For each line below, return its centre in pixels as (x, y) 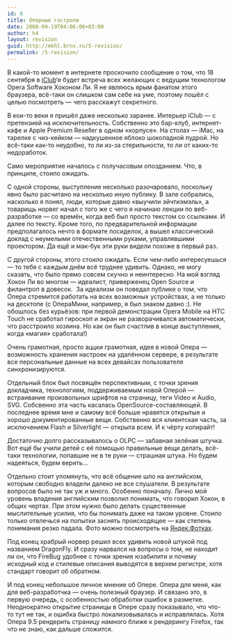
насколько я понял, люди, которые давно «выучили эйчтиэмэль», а (108, 201)
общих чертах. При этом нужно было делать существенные (97, 506)
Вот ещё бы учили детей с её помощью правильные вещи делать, (105, 448)
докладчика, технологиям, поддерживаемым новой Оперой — (101, 390)
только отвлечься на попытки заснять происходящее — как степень (109, 520)
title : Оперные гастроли (43, 20)
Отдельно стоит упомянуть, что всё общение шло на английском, (105, 476)
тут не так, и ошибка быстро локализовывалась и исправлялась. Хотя (120, 614)
